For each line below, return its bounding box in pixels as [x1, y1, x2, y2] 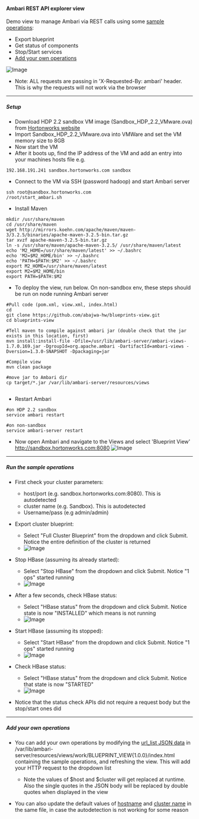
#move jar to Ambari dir [6, 375, 68, 381]
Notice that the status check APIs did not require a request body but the [14, 698, 191, 706]
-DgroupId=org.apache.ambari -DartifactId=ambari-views [43, 343, 184, 350]
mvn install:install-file [6, 339, 70, 344]
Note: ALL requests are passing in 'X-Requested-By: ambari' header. [14, 78, 182, 85]
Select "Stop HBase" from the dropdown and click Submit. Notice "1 [23, 568, 190, 575]
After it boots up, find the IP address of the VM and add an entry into [14, 150, 182, 157]
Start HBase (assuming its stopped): [14, 627, 104, 635]
